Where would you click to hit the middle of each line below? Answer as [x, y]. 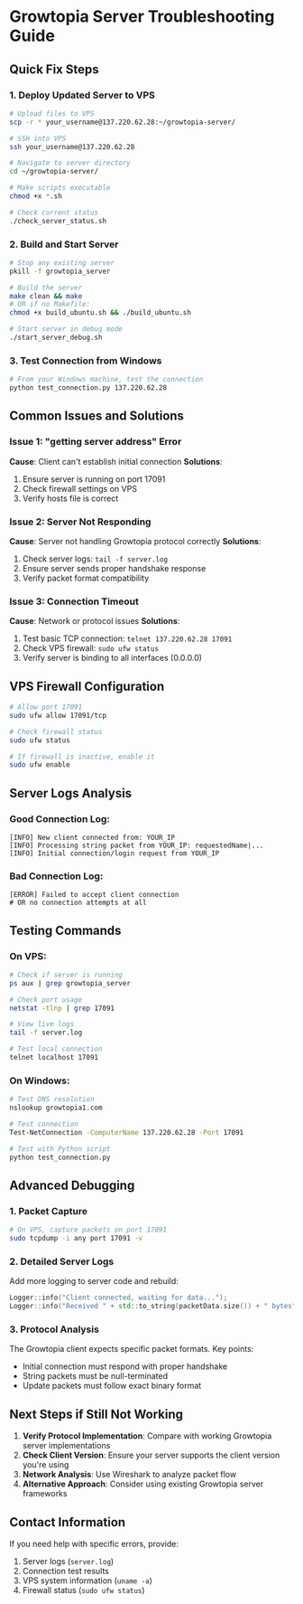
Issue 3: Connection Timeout [74, 601]
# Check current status [54, 212]
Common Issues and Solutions [97, 416]
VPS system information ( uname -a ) [87, 1580]
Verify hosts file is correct [70, 498]
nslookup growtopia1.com [56, 1108]
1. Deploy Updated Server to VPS [82, 95]
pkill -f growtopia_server [60, 271]
